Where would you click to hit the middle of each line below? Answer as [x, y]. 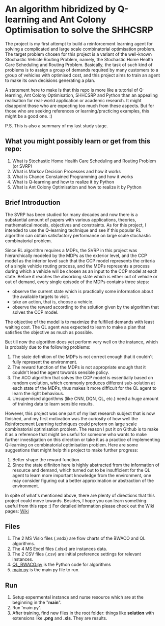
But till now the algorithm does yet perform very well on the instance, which [82, 342]
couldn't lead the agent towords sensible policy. [61, 372]
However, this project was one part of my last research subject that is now [80, 413]
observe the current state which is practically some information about [82, 291]
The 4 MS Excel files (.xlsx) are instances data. [59, 549]
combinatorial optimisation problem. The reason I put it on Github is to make [82, 429]
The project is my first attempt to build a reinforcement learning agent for [79, 43]
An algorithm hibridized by [61, 9]
